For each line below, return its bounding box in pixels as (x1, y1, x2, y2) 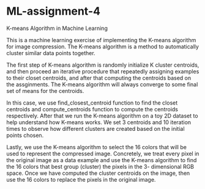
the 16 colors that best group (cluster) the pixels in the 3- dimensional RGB (6, 163, 195, 170)
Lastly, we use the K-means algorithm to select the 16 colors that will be (6, 143, 187, 150)
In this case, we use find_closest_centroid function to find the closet (6, 99, 178, 106)
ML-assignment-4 (6, 4, 101, 18)
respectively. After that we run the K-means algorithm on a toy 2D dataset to (6, 112, 198, 119)
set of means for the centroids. (6, 87, 84, 94)
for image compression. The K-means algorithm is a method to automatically (6, 43, 199, 50)
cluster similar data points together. (6, 49, 96, 56)
